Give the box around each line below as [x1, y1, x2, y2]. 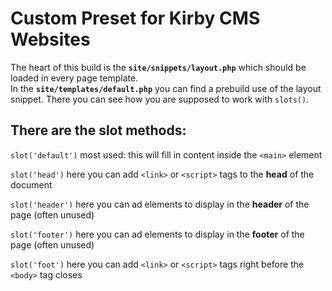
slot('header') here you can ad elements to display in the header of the [10, 198, 310, 210]
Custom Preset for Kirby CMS [10, 7, 261, 30]
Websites [10, 28, 91, 51]
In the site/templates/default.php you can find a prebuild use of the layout [10, 82, 322, 94]
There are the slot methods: [10, 122, 187, 139]
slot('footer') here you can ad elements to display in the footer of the [10, 228, 305, 240]
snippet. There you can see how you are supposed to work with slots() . [10, 93, 310, 105]
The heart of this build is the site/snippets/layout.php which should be [10, 61, 307, 73]
